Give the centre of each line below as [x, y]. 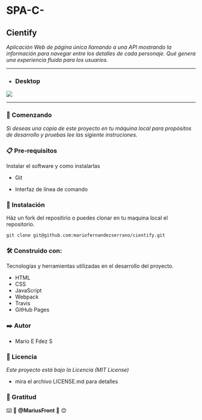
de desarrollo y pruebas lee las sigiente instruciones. [72, 134]
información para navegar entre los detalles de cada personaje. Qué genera [101, 54]
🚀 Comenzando [29, 115]
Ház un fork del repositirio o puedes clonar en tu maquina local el [87, 218]
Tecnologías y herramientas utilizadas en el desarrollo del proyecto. [90, 266]
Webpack [27, 297]
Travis [23, 303]
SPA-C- [26, 11]
